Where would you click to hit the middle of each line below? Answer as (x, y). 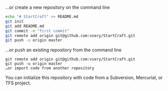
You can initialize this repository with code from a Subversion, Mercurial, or (84, 78)
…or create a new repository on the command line (58, 7)
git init (15, 21)
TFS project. (18, 83)
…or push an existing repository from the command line (63, 50)
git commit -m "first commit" (37, 31)
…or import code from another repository (50, 68)
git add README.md (25, 26)
